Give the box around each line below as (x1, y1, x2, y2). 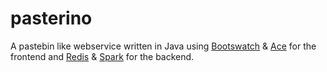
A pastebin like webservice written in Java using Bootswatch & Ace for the (10, 40, 317, 52)
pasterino (10, 7, 93, 30)
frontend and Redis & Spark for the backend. (10, 50, 195, 62)
